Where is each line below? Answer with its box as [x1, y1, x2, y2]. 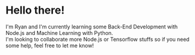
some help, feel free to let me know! [5, 42, 94, 49]
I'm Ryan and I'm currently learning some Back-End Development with [5, 23, 178, 30]
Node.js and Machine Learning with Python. [5, 29, 113, 36]
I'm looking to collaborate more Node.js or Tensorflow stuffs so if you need [5, 35, 190, 43]
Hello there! [5, 4, 65, 17]
